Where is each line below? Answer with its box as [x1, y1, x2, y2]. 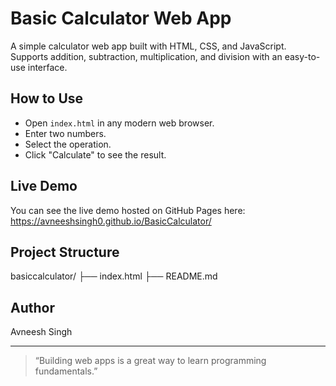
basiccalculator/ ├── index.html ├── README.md [10, 270, 218, 282]
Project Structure [10, 243, 120, 261]
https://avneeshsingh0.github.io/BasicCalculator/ [10, 215, 212, 227]
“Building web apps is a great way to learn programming [34, 355, 267, 367]
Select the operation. [24, 138, 112, 150]
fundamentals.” [34, 365, 98, 377]
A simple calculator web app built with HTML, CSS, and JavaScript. [10, 40, 287, 52]
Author [10, 299, 55, 316]
